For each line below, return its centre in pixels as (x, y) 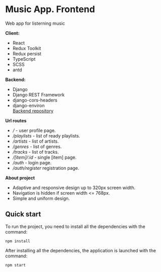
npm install (18, 241)
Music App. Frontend (50, 9)
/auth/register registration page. (46, 168)
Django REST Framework (38, 95)
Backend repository (33, 111)
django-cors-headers (35, 100)
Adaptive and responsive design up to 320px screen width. (74, 188)
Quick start (23, 214)
